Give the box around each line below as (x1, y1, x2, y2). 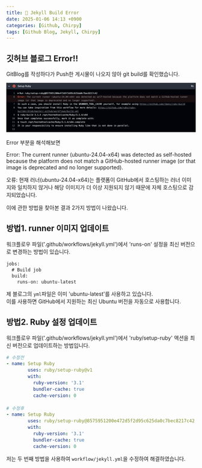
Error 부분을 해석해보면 (6, 139, 61, 146)
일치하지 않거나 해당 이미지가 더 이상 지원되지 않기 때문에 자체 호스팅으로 (17, 184, 188, 191)
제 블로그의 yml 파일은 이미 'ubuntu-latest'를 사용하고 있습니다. (6, 290, 153, 298)
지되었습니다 (6, 191, 36, 198)
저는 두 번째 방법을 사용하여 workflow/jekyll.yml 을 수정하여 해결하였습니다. (6, 455, 186, 462)
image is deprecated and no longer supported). (6, 163, 123, 171)
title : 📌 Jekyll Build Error (6, 10, 79, 16)
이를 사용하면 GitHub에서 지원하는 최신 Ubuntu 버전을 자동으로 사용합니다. (6, 298, 182, 305)
